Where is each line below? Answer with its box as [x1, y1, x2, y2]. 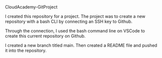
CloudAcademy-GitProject [5, 4, 57, 10]
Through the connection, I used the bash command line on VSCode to [5, 28, 145, 33]
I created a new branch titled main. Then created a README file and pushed [5, 43, 157, 48]
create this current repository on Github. [5, 33, 86, 39]
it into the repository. [5, 48, 47, 53]
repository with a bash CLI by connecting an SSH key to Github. [5, 19, 133, 24]
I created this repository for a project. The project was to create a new [5, 14, 146, 19]
